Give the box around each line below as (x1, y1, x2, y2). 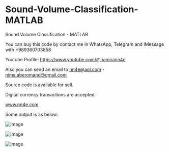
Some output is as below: (5, 111, 59, 117)
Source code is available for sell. (5, 82, 74, 88)
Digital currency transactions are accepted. (5, 91, 96, 97)
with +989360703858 (5, 46, 51, 53)
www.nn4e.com (5, 101, 39, 108)
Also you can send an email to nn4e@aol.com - (5, 66, 105, 72)
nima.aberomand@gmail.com (5, 71, 67, 78)
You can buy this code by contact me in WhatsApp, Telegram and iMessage (5, 41, 164, 47)
